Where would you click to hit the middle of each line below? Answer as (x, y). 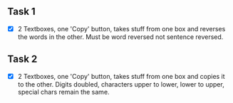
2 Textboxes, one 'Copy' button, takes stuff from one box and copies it (121, 76)
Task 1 (21, 12)
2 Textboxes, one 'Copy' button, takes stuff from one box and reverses (121, 28)
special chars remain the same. (63, 92)
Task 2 (22, 59)
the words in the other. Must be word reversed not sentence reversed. (120, 37)
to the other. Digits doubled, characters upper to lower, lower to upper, (121, 84)
